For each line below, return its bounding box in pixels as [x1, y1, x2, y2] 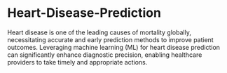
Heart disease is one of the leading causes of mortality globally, [7, 28, 191, 36]
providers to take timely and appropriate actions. [7, 58, 148, 66]
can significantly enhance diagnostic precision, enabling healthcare [7, 51, 202, 59]
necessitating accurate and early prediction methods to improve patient [7, 35, 214, 44]
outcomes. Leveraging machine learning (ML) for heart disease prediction [7, 43, 221, 51]
